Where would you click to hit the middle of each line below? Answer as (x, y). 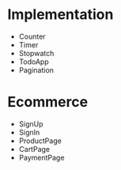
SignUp (31, 123)
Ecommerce (48, 102)
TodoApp (34, 62)
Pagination (36, 70)
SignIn (29, 132)
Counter (32, 36)
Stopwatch (36, 53)
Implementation (60, 15)
